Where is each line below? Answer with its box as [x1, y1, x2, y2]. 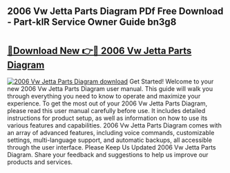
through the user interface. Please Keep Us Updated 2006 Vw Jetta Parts [7, 143, 216, 151]
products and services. [7, 158, 73, 166]
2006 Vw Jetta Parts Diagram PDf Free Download [7, 6, 224, 17]
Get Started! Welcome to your [129, 77, 214, 85]
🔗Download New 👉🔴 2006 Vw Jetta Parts [7, 45, 192, 57]
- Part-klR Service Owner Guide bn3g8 [7, 17, 177, 28]
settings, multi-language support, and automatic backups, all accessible [7, 136, 213, 144]
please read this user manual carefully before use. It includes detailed [7, 107, 206, 114]
